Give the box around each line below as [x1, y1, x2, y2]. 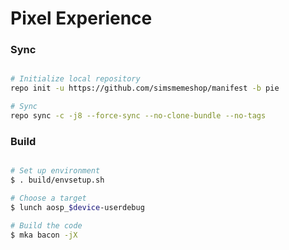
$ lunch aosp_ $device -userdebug [10, 202, 145, 212]
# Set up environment [10, 166, 101, 176]
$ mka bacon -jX [10, 230, 78, 240]
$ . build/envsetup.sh [10, 175, 105, 186]
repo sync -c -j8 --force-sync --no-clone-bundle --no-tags [10, 111, 267, 121]
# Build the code [10, 220, 83, 231]
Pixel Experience [10, 7, 153, 30]
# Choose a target [10, 193, 87, 204]
